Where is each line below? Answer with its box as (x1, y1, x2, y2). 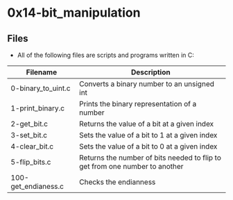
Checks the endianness (79, 177, 156, 187)
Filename (26, 67, 58, 77)
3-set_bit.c (10, 131, 47, 140)
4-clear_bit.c (10, 142, 54, 151)
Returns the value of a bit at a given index (79, 119, 214, 128)
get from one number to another (79, 162, 184, 171)
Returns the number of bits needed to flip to (79, 153, 222, 162)
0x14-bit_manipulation (7, 5, 141, 21)
